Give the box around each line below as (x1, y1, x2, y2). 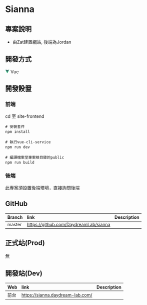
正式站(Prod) (5, 239, 45, 247)
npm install (5, 129, 30, 134)
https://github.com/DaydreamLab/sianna (26, 222, 110, 228)
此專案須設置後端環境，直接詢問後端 (5, 185, 80, 191)
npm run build (5, 160, 35, 165)
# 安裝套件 (5, 124, 25, 129)
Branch (7, 214, 23, 220)
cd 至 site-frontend (5, 113, 44, 119)
